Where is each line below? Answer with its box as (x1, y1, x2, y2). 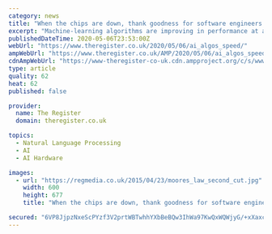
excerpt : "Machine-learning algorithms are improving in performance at (8, 27, 259, 35)
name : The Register (15, 109, 82, 117)
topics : (8, 131, 35, 140)
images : (8, 168, 35, 177)
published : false (8, 87, 67, 96)
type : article (8, 65, 57, 73)
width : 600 (23, 184, 60, 192)
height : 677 (23, 191, 63, 199)
